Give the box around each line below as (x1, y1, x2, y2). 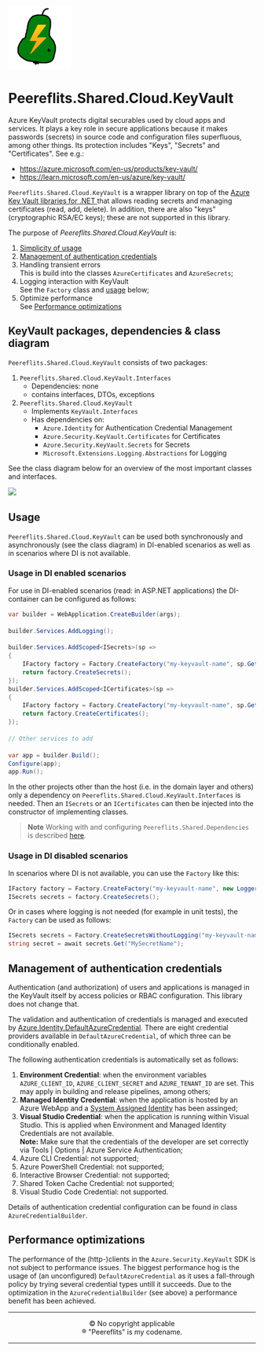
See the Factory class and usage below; (19, 285, 149, 294)
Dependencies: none (31, 381, 99, 391)
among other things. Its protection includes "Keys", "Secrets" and (8, 140, 220, 149)
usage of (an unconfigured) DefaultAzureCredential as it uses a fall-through (8, 1271, 255, 1280)
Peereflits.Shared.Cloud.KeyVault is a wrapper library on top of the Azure (8, 187, 250, 197)
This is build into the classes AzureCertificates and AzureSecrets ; (19, 268, 234, 278)
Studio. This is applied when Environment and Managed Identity (19, 1120, 226, 1129)
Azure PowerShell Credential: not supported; (19, 1162, 165, 1171)
